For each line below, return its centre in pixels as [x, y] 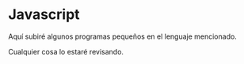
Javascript [44, 15]
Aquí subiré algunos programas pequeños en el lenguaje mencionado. [123, 36]
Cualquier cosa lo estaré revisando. [66, 51]
